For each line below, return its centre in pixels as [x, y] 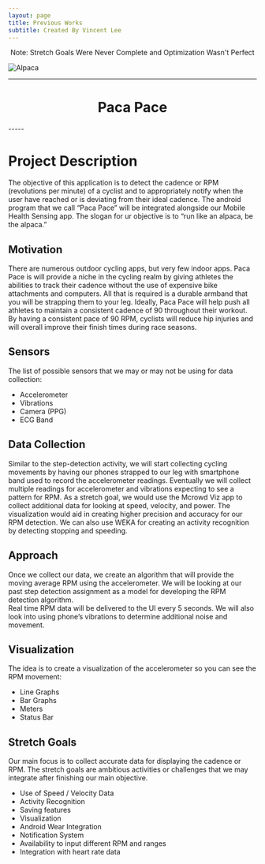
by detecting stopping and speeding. [68, 530]
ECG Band [36, 420]
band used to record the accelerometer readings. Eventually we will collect [129, 480]
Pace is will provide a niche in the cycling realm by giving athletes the [121, 277]
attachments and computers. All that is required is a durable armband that [128, 294]
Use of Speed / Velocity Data [67, 793]
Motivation [35, 249]
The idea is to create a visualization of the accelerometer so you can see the [132, 668]
